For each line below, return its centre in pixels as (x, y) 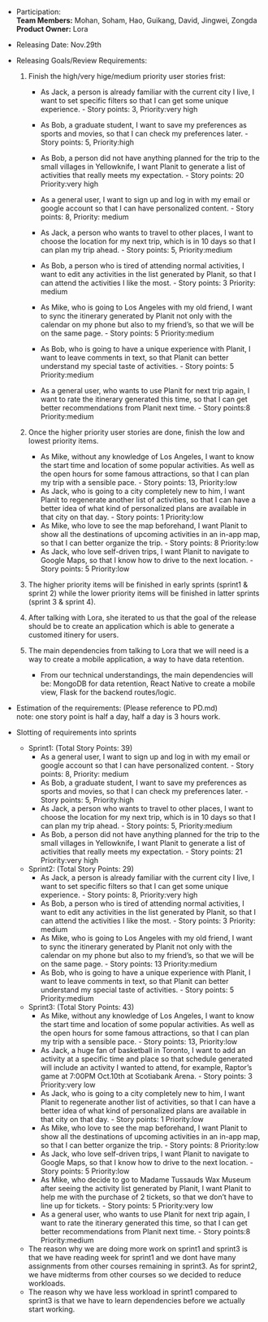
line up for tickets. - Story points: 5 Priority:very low (127, 1205)
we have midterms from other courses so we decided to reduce (135, 1274)
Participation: (38, 12)
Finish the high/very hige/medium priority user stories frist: (127, 76)
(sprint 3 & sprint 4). (62, 602)
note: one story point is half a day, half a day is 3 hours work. (118, 717)
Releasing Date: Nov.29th (58, 45)
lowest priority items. (63, 441)
